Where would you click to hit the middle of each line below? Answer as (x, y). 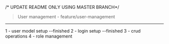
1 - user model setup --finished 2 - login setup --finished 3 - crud (73, 31)
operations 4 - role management (39, 36)
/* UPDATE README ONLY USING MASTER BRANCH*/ (62, 7)
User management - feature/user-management (66, 17)
